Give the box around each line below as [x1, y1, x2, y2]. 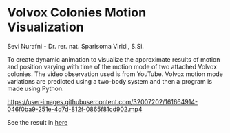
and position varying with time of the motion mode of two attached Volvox [7, 62, 218, 71]
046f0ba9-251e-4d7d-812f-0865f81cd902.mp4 [7, 105, 143, 113]
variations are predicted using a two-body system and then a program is [7, 77, 212, 85]
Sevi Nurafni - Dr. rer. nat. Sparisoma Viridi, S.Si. [7, 42, 145, 50]
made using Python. [7, 84, 64, 93]
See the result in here [7, 118, 68, 126]
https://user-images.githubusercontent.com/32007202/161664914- [7, 97, 198, 106]
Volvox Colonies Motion [7, 5, 147, 21]
